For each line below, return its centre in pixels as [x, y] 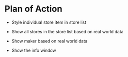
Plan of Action [33, 9]
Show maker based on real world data [49, 41]
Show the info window [34, 50]
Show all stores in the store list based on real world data [68, 31]
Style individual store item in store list [49, 22]
